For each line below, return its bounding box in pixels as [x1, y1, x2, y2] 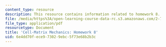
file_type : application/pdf [5, 21, 63, 26]
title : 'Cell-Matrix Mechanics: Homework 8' [5, 30, 98, 35]
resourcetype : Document [5, 25, 54, 30]
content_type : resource [5, 7, 54, 12]
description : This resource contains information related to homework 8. [5, 12, 161, 17]
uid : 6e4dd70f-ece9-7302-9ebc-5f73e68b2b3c [5, 35, 96, 40]
